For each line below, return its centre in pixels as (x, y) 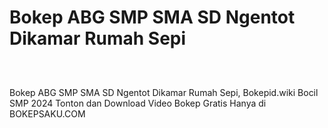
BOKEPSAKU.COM (47, 113)
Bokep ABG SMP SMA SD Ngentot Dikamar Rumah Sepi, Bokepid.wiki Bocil (164, 92)
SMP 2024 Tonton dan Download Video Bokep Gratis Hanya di (138, 103)
